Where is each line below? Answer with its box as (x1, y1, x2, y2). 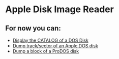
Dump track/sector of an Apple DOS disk (12, 43, 98, 49)
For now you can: (5, 24, 61, 33)
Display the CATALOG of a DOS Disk (12, 37, 89, 43)
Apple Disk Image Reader (5, 4, 114, 15)
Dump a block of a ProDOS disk (12, 48, 79, 54)
